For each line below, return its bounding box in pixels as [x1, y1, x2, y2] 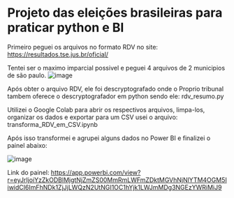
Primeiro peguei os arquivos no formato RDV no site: [7, 43, 159, 51]
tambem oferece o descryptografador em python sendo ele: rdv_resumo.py [7, 92, 224, 100]
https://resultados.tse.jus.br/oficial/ [7, 50, 109, 59]
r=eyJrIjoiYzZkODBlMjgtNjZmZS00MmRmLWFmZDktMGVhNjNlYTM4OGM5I [7, 176, 227, 184]
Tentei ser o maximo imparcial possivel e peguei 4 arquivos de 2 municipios [7, 63, 226, 72]
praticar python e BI [7, 20, 124, 36]
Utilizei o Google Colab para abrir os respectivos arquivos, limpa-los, [7, 105, 205, 114]
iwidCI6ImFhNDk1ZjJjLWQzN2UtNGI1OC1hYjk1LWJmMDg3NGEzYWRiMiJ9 [7, 183, 222, 191]
